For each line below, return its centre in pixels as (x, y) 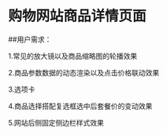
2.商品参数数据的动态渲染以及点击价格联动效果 (84, 72)
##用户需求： (30, 39)
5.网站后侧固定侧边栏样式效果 (56, 122)
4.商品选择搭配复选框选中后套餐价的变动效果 (80, 106)
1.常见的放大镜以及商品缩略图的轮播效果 (73, 56)
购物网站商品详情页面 (78, 16)
